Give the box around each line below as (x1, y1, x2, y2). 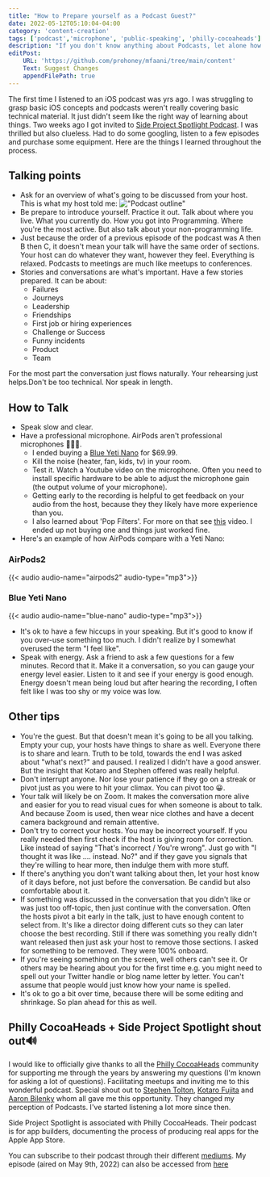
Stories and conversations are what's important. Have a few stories (19, 267, 243, 277)
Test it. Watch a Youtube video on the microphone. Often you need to (31, 465, 262, 475)
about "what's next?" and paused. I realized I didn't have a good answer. (19, 756, 262, 767)
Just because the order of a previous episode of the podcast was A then (19, 233, 261, 243)
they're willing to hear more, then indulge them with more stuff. (19, 860, 230, 869)
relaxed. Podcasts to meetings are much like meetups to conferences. (19, 259, 252, 269)
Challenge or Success (31, 328, 106, 337)
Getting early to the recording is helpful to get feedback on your (31, 491, 244, 501)
